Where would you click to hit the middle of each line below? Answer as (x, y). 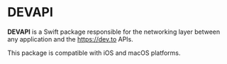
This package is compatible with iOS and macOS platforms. (94, 53)
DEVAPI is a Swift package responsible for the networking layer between (114, 32)
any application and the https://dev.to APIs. (70, 39)
